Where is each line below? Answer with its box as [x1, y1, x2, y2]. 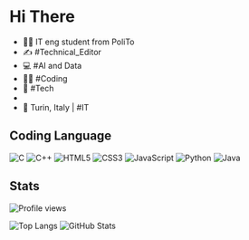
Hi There [9, 6, 75, 27]
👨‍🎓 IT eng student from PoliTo [22, 36, 135, 47]
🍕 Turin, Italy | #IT [22, 101, 90, 112]
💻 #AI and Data [22, 60, 82, 71]
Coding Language [9, 129, 112, 144]
